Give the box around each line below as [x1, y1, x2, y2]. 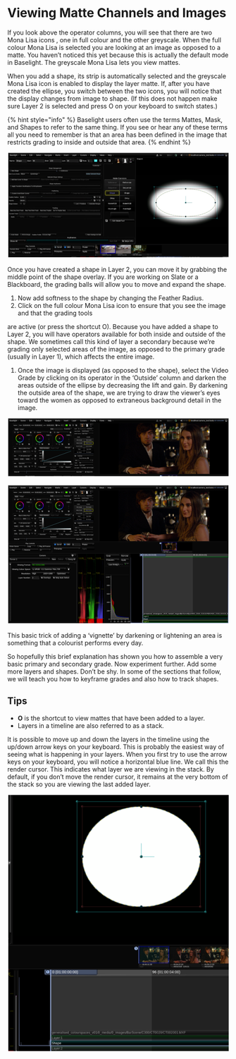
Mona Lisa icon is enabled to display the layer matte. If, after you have [7, 79, 210, 87]
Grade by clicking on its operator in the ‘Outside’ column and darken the [17, 373, 227, 382]
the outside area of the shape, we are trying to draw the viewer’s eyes [17, 388, 221, 397]
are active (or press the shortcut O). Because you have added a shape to [7, 322, 218, 330]
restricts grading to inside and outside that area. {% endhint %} [7, 137, 192, 146]
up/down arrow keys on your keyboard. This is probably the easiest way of [7, 742, 225, 751]
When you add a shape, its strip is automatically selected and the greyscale [7, 72, 227, 80]
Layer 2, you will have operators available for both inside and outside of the [7, 330, 226, 338]
